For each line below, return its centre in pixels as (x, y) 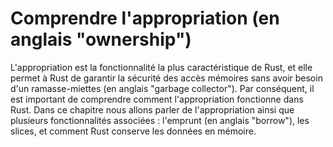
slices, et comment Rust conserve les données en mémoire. (133, 131)
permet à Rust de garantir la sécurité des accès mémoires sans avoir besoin (166, 78)
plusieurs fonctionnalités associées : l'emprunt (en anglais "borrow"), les (160, 120)
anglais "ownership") (101, 39)
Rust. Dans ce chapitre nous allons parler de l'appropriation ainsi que (152, 109)
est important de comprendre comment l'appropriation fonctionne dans (157, 99)
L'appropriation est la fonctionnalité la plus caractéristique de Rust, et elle (161, 67)
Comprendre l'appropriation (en (145, 18)
